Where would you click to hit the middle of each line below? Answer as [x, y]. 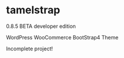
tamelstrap [33, 10]
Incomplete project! [30, 48]
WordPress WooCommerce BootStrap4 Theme [62, 37]
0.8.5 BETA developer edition [41, 26]
